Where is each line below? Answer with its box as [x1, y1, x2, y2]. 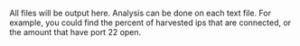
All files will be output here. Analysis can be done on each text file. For [9, 8, 271, 18]
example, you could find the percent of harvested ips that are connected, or [9, 17, 292, 28]
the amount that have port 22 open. [9, 27, 142, 37]
